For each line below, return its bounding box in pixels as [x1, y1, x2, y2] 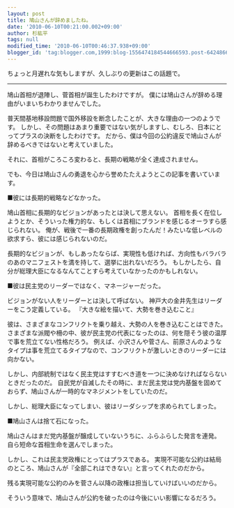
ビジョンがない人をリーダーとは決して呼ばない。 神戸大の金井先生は [7, 296, 204, 304]
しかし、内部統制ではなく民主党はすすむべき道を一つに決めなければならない [7, 369, 227, 378]
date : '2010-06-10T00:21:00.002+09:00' [7, 23, 123, 30]
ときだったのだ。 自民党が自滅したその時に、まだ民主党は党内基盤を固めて [7, 378, 223, 387]
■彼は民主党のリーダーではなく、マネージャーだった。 [7, 281, 165, 290]
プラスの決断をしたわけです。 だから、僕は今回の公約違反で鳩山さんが [19, 131, 221, 140]
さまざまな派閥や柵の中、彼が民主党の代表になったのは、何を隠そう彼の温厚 [7, 329, 227, 337]
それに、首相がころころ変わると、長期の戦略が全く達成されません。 [7, 155, 202, 163]
